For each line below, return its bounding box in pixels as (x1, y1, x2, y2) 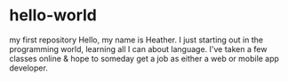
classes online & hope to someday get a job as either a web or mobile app (9, 53, 280, 63)
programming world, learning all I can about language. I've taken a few (9, 43, 268, 54)
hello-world (9, 5, 98, 26)
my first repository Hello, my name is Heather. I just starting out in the (9, 34, 264, 45)
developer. (9, 63, 49, 73)
